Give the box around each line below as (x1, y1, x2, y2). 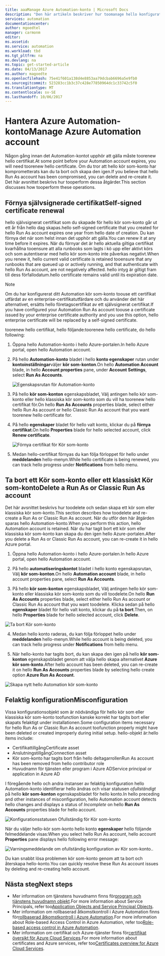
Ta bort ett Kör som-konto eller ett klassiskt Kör (5, 476, 153, 484)
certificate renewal (5, 206, 65, 215)
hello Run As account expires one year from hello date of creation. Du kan (5, 230, 155, 236)
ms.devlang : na (5, 58, 36, 63)
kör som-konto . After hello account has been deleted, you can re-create (12, 662, 158, 667)
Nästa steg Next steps (5, 880, 73, 888)
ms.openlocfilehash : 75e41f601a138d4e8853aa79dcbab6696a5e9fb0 (5, 76, 137, 81)
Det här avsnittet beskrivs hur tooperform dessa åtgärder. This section (5, 179, 146, 185)
